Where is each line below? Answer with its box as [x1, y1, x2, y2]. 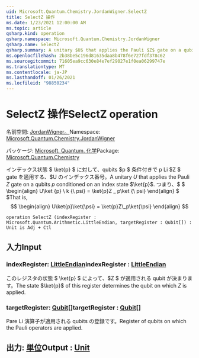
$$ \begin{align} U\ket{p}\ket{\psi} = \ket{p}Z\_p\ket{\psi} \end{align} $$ [10, 202, 189, 210]
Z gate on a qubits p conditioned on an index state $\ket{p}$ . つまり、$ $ [6, 180, 185, 188]
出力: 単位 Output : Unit [6, 343, 90, 353]
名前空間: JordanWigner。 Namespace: [6, 128, 101, 135]
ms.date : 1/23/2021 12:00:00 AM [6, 20, 86, 25]
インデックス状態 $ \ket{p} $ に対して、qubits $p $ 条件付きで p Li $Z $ [6, 166, 181, 173]
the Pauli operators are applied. [6, 324, 83, 331]
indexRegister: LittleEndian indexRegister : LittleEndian [6, 260, 166, 269]
